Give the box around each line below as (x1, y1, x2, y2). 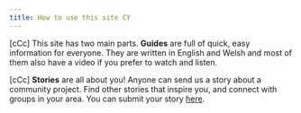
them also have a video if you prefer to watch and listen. (9, 56, 218, 67)
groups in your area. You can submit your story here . (9, 93, 205, 104)
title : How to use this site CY (9, 13, 131, 22)
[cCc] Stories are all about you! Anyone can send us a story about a (9, 74, 261, 85)
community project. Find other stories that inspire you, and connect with (9, 83, 278, 94)
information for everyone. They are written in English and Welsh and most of (9, 47, 293, 58)
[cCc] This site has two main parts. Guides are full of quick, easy (9, 38, 251, 48)
